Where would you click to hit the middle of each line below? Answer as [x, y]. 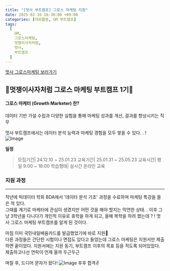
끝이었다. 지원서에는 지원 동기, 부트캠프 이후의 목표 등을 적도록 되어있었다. [87, 246]
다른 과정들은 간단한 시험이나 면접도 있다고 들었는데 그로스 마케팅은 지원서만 [80, 240]
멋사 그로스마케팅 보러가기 [31, 72]
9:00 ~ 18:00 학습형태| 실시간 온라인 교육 [64, 166]
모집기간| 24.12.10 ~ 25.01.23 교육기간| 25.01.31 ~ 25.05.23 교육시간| [87, 160]
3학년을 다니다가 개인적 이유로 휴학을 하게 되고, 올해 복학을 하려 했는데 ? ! [83, 216]
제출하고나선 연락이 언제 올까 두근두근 [42, 252]
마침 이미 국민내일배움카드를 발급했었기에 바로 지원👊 [57, 233]
